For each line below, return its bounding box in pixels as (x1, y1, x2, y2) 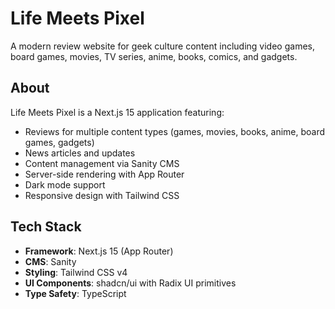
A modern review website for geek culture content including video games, (10, 40, 315, 52)
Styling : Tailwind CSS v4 (24, 266, 128, 278)
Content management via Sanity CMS (24, 157, 180, 169)
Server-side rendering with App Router (24, 168, 185, 180)
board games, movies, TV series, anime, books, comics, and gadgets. (10, 50, 298, 62)
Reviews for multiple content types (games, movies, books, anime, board (24, 125, 326, 137)
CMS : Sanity (24, 255, 77, 267)
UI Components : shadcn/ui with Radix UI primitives (24, 277, 237, 289)
